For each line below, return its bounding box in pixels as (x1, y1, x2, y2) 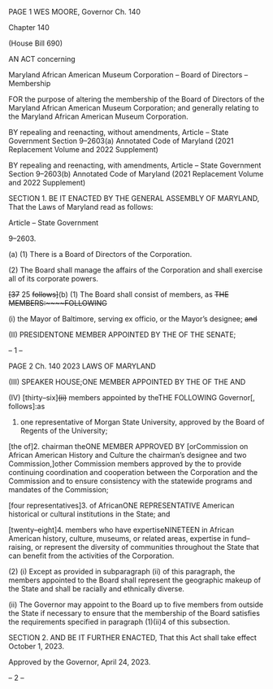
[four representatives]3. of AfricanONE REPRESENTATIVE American (8, 500, 235, 510)
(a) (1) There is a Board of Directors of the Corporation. (8, 250, 193, 259)
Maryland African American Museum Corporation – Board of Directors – (8, 70, 249, 80)
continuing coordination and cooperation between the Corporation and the (8, 468, 258, 477)
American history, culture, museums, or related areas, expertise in (8, 534, 230, 543)
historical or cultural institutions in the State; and (8, 509, 171, 519)
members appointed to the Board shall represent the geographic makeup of (8, 575, 262, 585)
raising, (8, 543, 34, 552)
